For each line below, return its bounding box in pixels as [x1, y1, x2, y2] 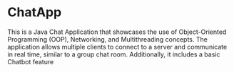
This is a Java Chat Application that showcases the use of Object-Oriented [7, 28, 227, 36]
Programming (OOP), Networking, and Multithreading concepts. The [7, 35, 208, 43]
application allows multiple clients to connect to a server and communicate [7, 42, 228, 51]
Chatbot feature [7, 57, 54, 66]
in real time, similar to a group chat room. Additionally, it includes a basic [7, 50, 220, 59]
